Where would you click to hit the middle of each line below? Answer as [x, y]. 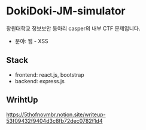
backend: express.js [39, 81]
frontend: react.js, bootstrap [50, 75]
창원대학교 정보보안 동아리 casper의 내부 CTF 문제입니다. [73, 28]
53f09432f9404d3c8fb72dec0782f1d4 [54, 120]
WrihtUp [22, 100]
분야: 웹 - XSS [32, 41]
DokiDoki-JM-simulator [66, 11]
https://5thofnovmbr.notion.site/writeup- [56, 114]
